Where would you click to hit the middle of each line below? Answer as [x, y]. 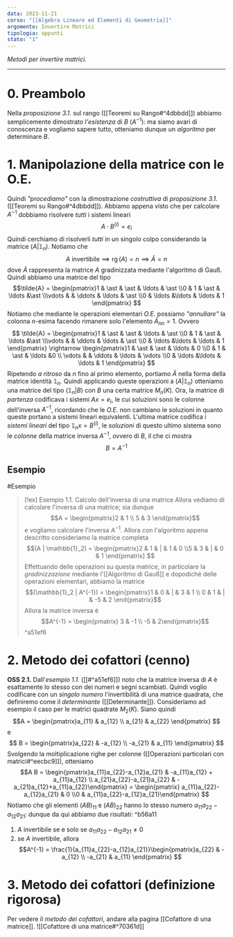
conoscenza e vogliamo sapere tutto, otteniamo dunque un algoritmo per [112, 129]
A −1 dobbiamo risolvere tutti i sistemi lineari [69, 214]
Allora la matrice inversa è [61, 610]
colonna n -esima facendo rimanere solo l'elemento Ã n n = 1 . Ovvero [103, 322]
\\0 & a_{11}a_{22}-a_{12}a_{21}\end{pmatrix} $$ [140, 795]
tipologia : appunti [35, 33]
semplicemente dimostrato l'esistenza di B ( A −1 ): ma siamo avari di [102, 121]
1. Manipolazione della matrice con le [116, 164]
